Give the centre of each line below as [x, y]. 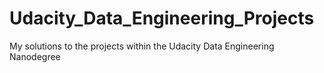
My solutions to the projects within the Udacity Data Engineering [142, 46]
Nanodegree [35, 56]
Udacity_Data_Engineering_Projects [162, 18]
